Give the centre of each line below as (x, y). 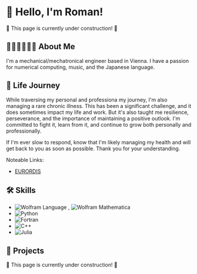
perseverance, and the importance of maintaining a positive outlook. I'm (93, 118)
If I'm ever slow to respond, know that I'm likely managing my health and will (98, 142)
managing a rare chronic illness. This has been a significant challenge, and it (99, 106)
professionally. (24, 131)
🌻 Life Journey (33, 85)
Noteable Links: (25, 160)
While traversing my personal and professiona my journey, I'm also (87, 100)
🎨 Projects (25, 251)
